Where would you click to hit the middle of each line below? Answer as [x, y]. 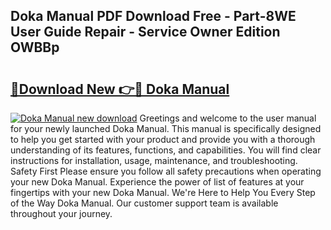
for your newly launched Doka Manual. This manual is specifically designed [166, 128]
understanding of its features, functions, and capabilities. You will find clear [166, 150]
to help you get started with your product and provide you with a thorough [163, 139]
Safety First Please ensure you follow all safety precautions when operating [166, 171]
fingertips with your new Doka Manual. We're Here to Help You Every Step [163, 192]
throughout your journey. [61, 213]
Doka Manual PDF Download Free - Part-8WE [153, 16]
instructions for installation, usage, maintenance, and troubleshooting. [154, 160]
